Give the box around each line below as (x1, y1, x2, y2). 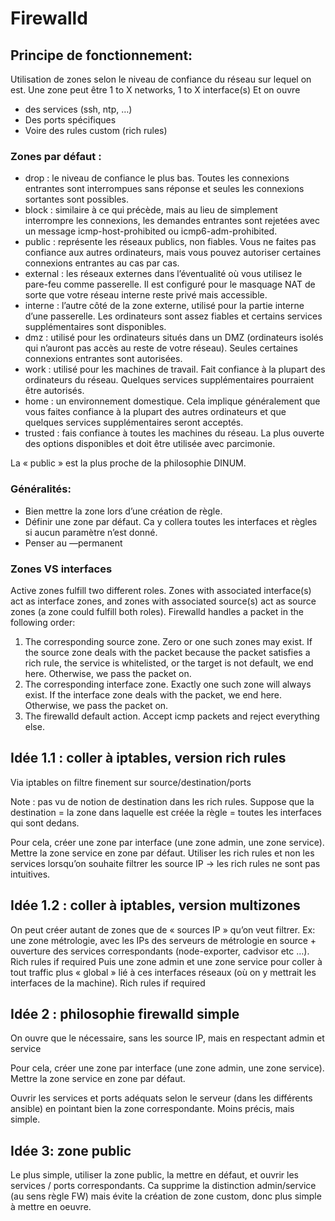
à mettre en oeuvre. (10, 1201, 92, 1213)
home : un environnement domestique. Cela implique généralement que (24, 395, 321, 407)
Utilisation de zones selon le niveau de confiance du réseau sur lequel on (10, 73, 312, 85)
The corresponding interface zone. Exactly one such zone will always (24, 678, 312, 690)
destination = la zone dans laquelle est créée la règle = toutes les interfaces (10, 806, 322, 818)
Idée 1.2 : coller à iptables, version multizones (10, 897, 301, 914)
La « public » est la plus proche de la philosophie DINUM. (10, 457, 247, 469)
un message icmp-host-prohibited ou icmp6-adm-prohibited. (24, 225, 278, 237)
